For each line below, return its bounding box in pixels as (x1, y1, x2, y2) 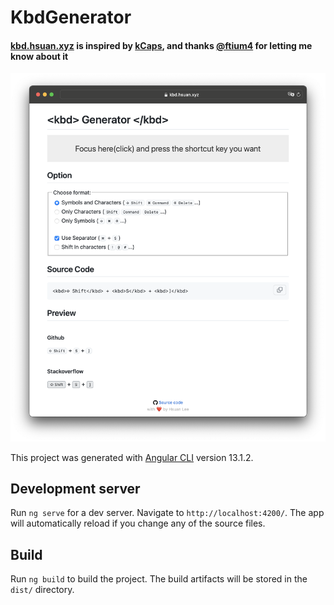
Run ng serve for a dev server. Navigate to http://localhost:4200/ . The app (10, 507, 325, 519)
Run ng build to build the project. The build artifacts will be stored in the (10, 573, 308, 585)
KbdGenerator (10, 6, 132, 29)
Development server (10, 480, 141, 497)
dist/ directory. (10, 584, 75, 596)
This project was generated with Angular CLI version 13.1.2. (10, 451, 254, 463)
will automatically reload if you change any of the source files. (10, 517, 266, 530)
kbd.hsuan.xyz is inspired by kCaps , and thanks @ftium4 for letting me (10, 39, 313, 51)
